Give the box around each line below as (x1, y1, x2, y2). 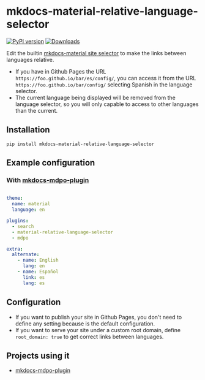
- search (12, 223, 34, 229)
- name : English (17, 257, 59, 264)
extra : (6, 246, 23, 252)
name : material (12, 201, 51, 207)
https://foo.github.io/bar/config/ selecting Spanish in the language (15, 81, 193, 88)
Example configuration (6, 158, 95, 168)
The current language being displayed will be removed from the (15, 94, 176, 101)
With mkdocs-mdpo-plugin (6, 176, 89, 184)
